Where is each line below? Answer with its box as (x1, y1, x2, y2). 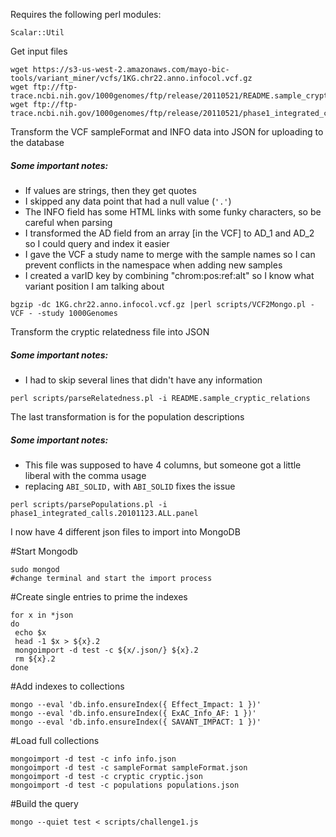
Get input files (10, 45, 68, 57)
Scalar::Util (10, 28, 65, 38)
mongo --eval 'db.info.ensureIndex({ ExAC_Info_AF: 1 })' (10, 708, 257, 718)
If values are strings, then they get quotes (24, 184, 197, 196)
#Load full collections (10, 734, 100, 746)
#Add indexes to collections (10, 680, 125, 692)
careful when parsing (24, 216, 113, 228)
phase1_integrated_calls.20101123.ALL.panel (10, 508, 199, 518)
